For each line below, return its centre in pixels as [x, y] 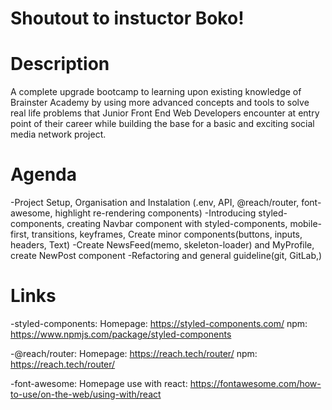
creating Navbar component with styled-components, [177, 224]
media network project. [58, 134]
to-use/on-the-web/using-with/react [86, 394]
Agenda [43, 174]
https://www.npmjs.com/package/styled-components [121, 334]
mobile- [305, 224]
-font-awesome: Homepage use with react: [99, 383]
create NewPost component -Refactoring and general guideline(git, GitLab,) [166, 256]
